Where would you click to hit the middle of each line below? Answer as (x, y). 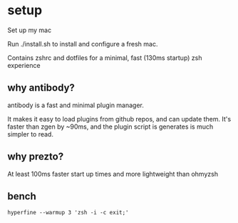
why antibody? (41, 88)
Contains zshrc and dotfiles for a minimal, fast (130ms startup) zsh (105, 58)
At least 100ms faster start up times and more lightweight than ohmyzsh (113, 174)
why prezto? (36, 157)
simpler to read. (30, 134)
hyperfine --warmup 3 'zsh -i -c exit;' (68, 213)
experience (24, 65)
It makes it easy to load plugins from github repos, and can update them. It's (119, 119)
